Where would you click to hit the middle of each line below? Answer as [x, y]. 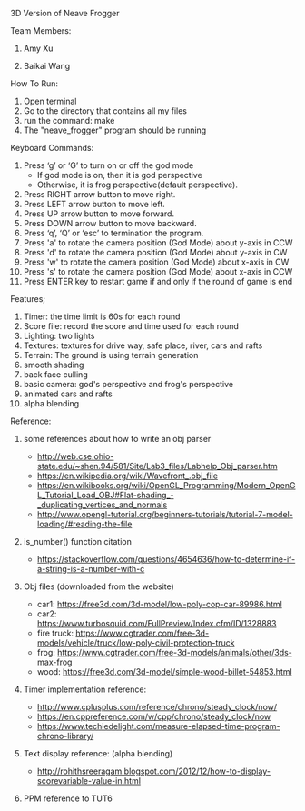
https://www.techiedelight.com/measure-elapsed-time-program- [158, 726]
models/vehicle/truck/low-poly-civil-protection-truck [136, 643]
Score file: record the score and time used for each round [131, 326]
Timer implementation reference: [85, 689]
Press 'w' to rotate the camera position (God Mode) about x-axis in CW [156, 262]
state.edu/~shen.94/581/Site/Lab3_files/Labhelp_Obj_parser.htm [157, 466]
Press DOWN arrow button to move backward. [110, 223]
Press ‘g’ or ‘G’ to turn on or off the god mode [108, 165]
